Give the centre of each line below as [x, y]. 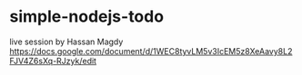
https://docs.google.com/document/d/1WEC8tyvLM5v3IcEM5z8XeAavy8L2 [151, 51]
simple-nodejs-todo [87, 17]
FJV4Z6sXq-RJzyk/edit [53, 61]
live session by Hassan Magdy [66, 42]
